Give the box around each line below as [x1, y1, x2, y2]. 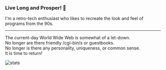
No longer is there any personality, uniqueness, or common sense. [5, 45, 140, 51]
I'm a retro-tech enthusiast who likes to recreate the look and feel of [5, 16, 144, 22]
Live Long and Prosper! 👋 [5, 4, 67, 11]
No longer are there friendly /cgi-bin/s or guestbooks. [5, 40, 115, 46]
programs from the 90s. [5, 21, 54, 26]
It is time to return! [5, 50, 43, 56]
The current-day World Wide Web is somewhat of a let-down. [5, 35, 130, 41]
